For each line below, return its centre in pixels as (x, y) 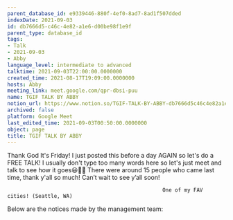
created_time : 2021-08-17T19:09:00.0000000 (71, 78)
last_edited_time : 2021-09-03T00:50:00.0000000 (77, 123)
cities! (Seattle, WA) (40, 196)
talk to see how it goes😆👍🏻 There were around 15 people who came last (111, 170)
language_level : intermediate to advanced (69, 65)
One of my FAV (182, 190)
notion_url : (24, 104)
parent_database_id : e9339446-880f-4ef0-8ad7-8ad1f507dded (94, 13)
